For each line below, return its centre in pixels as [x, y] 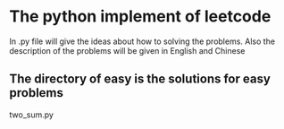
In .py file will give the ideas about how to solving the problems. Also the [142, 41]
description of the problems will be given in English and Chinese [127, 50]
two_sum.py [31, 115]
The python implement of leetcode [140, 17]
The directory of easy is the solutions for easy [140, 79]
